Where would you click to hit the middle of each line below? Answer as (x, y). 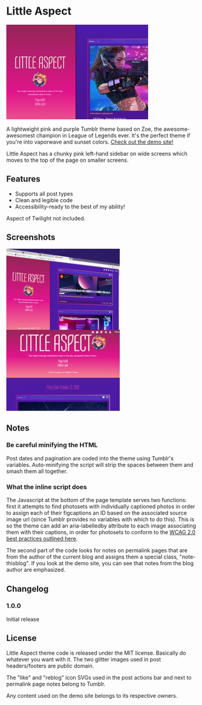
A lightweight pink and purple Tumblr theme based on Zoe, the (84, 129)
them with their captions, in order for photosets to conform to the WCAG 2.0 (101, 532)
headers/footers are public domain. (50, 666)
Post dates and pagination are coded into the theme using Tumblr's (90, 458)
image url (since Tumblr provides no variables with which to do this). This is (100, 520)
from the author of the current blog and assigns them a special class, (92, 557)
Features (23, 179)
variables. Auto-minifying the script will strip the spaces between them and (100, 465)
